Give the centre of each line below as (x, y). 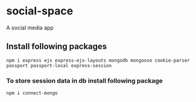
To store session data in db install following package (84, 80)
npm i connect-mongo (32, 93)
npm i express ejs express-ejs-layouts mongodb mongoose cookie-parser (98, 60)
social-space (40, 11)
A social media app (30, 28)
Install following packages (57, 46)
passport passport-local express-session (59, 65)
